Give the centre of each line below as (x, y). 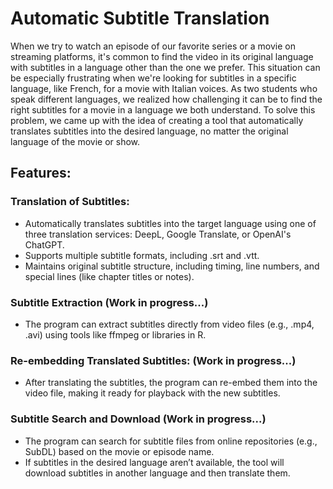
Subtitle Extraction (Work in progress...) (109, 302)
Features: (41, 173)
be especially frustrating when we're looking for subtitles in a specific (153, 78)
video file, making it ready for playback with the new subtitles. (152, 393)
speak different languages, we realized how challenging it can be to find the (166, 99)
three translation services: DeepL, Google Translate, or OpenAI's (158, 234)
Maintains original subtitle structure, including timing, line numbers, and (172, 266)
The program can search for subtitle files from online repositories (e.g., (171, 441)
